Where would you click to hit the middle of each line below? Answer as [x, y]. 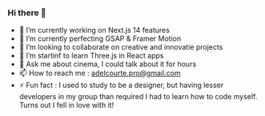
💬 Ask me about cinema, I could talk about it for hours [108, 64]
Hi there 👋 [27, 13]
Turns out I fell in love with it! [66, 105]
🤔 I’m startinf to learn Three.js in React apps [91, 56]
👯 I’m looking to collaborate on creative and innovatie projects [121, 47]
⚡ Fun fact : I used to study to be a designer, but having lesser [121, 85]
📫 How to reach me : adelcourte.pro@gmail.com [100, 73]
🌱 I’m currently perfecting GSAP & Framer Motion [100, 38]
